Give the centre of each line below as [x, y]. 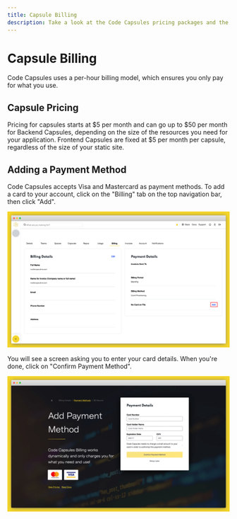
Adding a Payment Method [67, 170]
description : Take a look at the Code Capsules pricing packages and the [118, 22]
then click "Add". [32, 202]
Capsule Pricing [43, 107]
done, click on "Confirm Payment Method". [69, 366]
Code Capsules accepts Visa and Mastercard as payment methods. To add [116, 187]
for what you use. [33, 86]
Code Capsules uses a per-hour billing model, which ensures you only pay [115, 78]
